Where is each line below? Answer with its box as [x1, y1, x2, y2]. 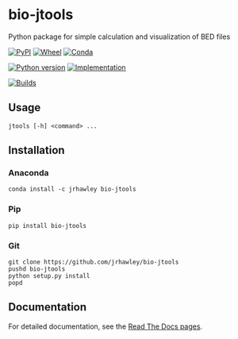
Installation [8, 144, 65, 157]
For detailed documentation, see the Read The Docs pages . [8, 322, 203, 331]
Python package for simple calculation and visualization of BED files [8, 32, 231, 41]
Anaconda [8, 168, 49, 179]
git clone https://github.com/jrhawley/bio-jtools [8, 258, 179, 267]
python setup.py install [8, 272, 90, 280]
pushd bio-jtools [8, 265, 66, 273]
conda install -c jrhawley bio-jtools [8, 185, 136, 194]
